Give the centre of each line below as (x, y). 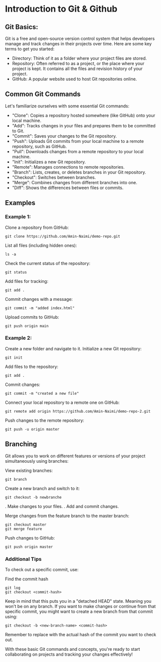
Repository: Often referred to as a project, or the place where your (78, 63)
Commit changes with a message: (39, 299)
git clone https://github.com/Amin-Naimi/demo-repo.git (63, 236)
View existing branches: (29, 470)
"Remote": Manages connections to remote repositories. (68, 167)
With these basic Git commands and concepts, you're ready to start (72, 649)
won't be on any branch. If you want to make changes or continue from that (80, 606)
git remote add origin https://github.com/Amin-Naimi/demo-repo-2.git (78, 411)
